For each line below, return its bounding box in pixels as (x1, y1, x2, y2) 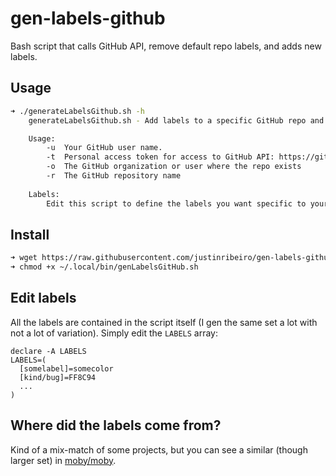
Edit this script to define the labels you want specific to (46, 198, 307, 209)
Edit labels (10, 290, 77, 307)
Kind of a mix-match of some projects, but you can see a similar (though (10, 443, 308, 456)
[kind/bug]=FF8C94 (19, 372, 97, 382)
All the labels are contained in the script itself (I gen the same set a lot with (10, 316, 318, 328)
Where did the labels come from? (10, 417, 222, 434)
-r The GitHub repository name (46, 171, 182, 181)
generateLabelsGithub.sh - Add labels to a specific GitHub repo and (28, 115, 325, 126)
